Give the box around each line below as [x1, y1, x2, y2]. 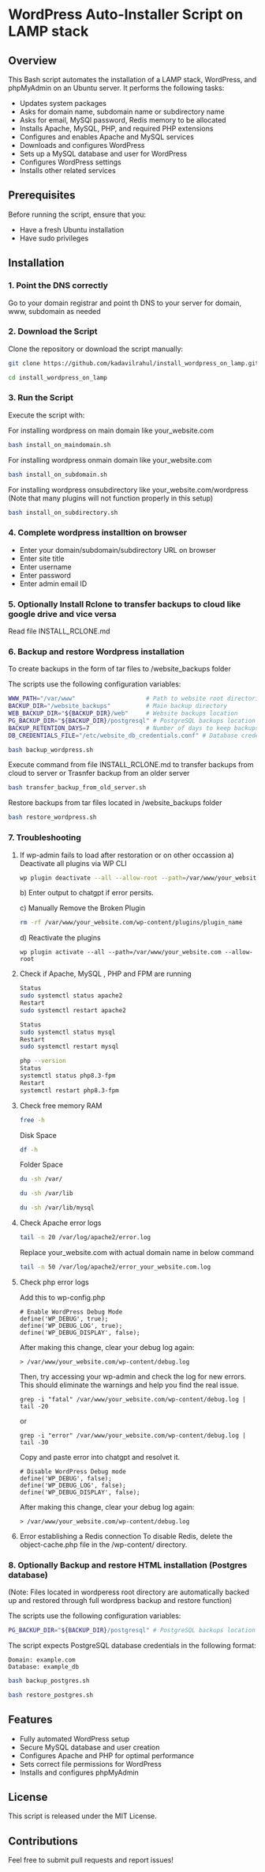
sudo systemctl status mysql [19, 1028, 116, 1036]
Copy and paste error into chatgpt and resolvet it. [19, 1452, 181, 1462]
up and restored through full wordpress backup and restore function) [8, 1596, 233, 1605]
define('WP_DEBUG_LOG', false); [19, 1481, 126, 1489]
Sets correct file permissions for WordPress [19, 1759, 162, 1768]
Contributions [8, 1834, 78, 1847]
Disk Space [19, 1130, 58, 1140]
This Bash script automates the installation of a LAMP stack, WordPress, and [8, 75, 257, 84]
